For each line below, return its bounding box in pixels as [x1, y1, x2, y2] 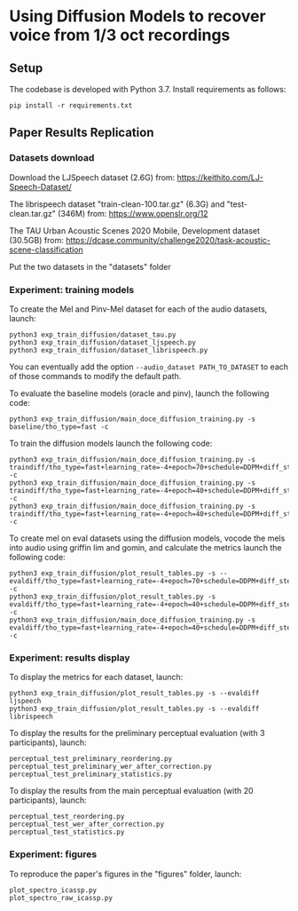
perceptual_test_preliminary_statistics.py [9, 770, 173, 779]
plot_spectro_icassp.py [9, 885, 98, 894]
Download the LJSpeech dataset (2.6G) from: [9, 171, 176, 183]
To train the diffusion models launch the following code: [9, 438, 213, 448]
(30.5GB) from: [9, 234, 64, 245]
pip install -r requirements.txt [9, 101, 133, 110]
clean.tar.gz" [9, 208, 56, 218]
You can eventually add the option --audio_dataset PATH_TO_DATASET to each [9, 361, 289, 372]
